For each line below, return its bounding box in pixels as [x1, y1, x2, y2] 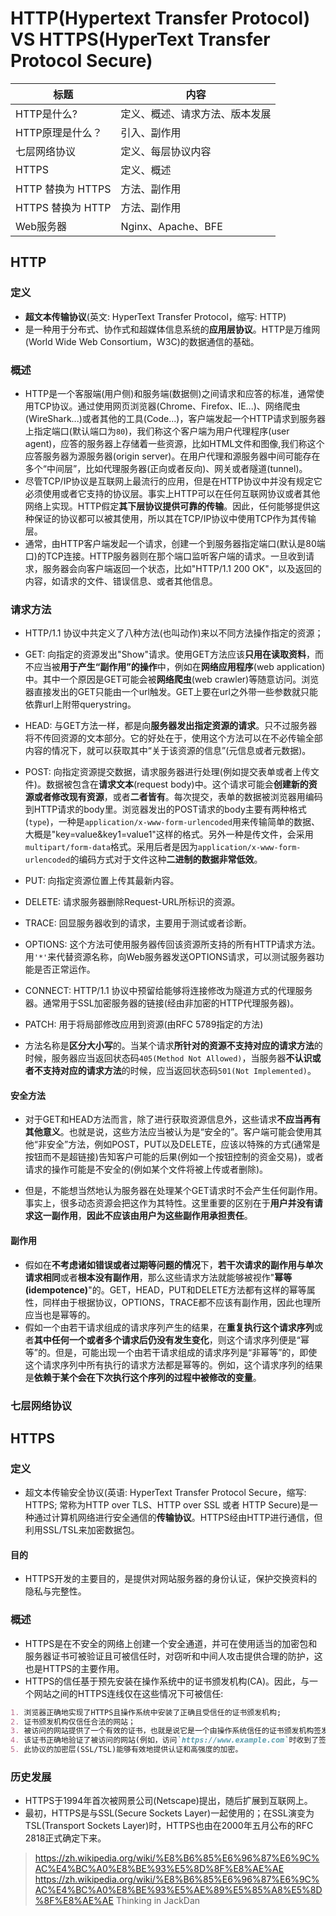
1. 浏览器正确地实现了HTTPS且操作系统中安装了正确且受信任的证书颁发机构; [10, 1707, 282, 1717]
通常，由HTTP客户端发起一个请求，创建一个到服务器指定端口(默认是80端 [24, 537, 326, 549]
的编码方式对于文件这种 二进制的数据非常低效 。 [69, 853, 263, 866]
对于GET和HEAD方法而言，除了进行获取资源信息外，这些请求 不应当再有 [24, 1113, 322, 1126]
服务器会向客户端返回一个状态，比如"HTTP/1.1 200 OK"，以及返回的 [42, 562, 322, 574]
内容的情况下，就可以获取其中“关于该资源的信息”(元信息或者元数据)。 [24, 745, 312, 757]
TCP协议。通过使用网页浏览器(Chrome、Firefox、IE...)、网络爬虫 [33, 400, 301, 412]
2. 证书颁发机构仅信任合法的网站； [10, 1717, 136, 1727]
